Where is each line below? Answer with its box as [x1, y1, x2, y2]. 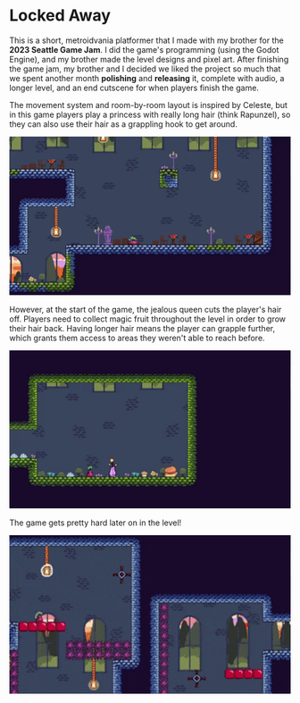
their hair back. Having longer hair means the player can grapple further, [9, 322, 275, 333]
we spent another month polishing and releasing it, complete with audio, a [9, 72, 285, 83]
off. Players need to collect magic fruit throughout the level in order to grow [9, 314, 287, 324]
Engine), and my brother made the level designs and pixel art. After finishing [9, 54, 289, 64]
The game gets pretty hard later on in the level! [9, 517, 182, 528]
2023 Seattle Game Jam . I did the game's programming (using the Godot [9, 44, 279, 54]
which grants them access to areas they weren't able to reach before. [9, 332, 265, 343]
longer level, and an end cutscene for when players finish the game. [9, 82, 259, 93]
